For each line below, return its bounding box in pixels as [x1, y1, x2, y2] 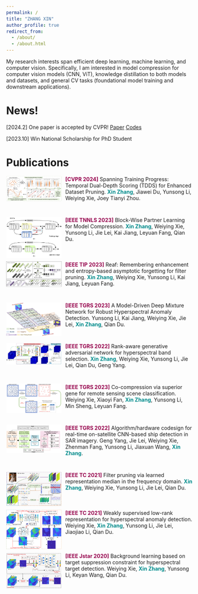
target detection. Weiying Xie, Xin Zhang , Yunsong [65, 565, 189, 573]
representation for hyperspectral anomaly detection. [65, 516, 193, 523]
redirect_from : [6, 29, 44, 34]
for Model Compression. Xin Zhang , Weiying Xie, [65, 223, 185, 230]
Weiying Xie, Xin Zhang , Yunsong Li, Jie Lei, [65, 522, 173, 529]
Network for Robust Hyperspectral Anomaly [65, 308, 172, 315]
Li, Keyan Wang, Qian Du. [65, 571, 127, 579]
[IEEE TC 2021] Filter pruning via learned [65, 472, 164, 479]
